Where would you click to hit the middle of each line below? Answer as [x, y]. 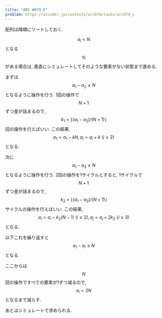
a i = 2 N [84, 291]
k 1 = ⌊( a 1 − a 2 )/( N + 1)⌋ [84, 120]
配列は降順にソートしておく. [34, 29]
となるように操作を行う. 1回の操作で [42, 95]
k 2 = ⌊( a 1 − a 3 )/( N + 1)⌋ [84, 200]
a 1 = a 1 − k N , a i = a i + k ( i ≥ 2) [84, 138]
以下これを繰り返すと [27, 237]
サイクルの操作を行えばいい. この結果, [44, 209]
